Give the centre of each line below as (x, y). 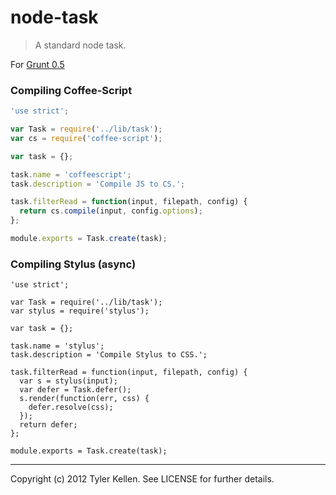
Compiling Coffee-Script (71, 90)
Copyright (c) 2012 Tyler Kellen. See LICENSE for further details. (142, 479)
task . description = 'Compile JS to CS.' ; (98, 184)
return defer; (48, 425)
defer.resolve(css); (71, 407)
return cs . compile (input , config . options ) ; (111, 211)
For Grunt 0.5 (37, 64)
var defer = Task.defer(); (75, 390)
